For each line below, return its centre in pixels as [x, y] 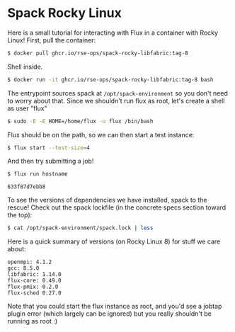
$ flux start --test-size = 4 [49, 148]
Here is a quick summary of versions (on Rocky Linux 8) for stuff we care [114, 241]
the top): [20, 215]
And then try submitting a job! [51, 161]
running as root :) [33, 321]
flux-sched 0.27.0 [34, 293]
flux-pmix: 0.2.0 [33, 287]
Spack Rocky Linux [65, 13]
